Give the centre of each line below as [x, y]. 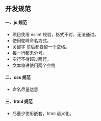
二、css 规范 [18, 78]
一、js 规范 [16, 22]
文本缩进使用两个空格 [34, 65]
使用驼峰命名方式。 [32, 40]
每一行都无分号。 [29, 53]
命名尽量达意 [25, 89]
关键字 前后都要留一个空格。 [41, 46]
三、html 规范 [19, 101]
